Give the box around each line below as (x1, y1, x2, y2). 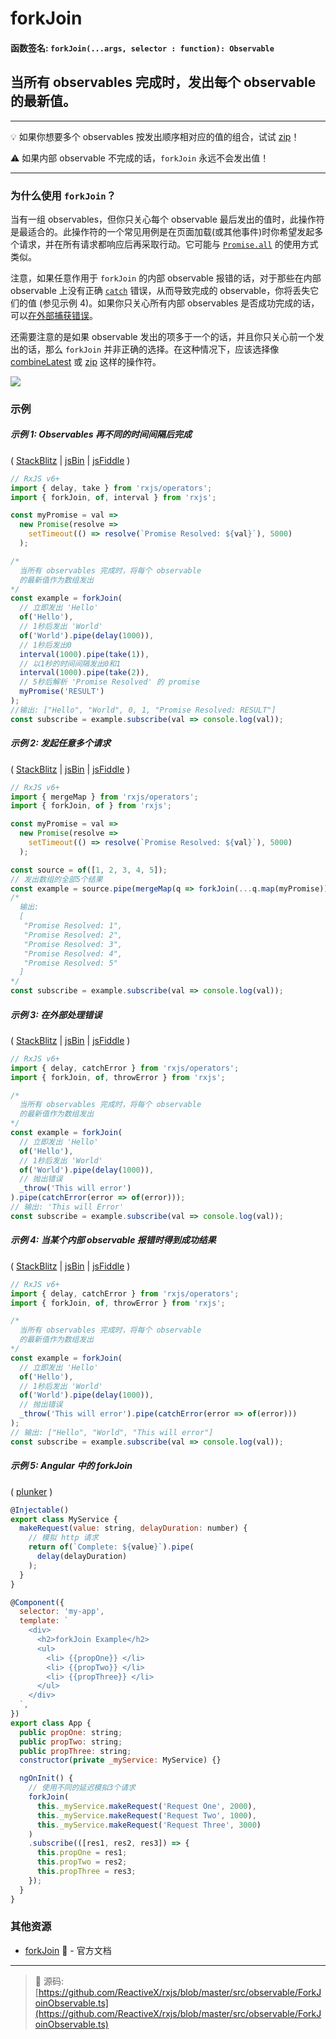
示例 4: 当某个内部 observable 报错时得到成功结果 (10, 1234, 217, 1246)
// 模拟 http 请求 (28, 1533, 99, 1543)
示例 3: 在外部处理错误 (10, 1008, 103, 1021)
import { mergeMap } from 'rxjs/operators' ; (10, 792, 199, 802)
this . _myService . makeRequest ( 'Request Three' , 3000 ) (36, 1820, 262, 1830)
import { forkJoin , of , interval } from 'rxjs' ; (10, 492, 217, 502)
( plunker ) (10, 1485, 53, 1497)
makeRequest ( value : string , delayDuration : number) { (19, 1523, 248, 1534)
